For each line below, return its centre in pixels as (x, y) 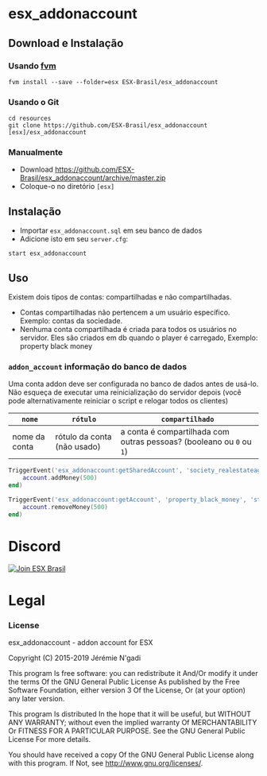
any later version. (37, 699)
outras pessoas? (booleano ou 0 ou (186, 442)
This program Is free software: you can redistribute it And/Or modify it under (133, 674)
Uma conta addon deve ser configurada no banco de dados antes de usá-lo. (133, 384)
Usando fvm (33, 66)
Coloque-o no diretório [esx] (67, 187)
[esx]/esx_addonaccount (48, 133)
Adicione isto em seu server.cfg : (74, 239)
